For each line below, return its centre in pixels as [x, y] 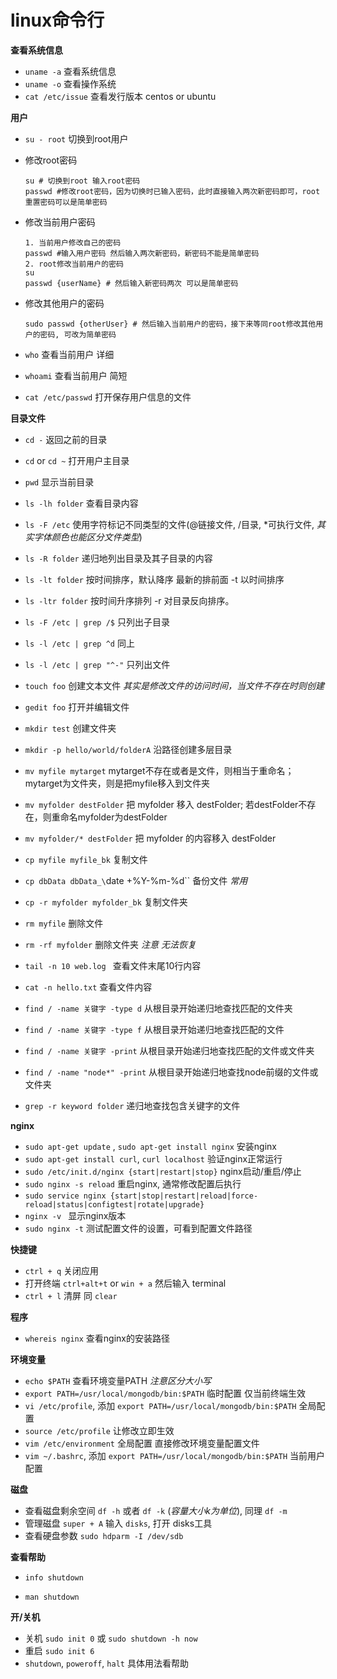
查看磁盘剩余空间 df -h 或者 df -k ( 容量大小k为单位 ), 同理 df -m [156, 1510]
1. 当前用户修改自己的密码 [73, 242]
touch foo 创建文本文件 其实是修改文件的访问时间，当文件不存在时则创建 [174, 685]
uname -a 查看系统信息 [70, 71]
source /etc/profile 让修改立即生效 [99, 1430]
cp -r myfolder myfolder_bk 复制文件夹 [106, 902]
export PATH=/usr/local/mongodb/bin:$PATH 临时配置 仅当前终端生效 [165, 1393]
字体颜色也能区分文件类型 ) [88, 537]
